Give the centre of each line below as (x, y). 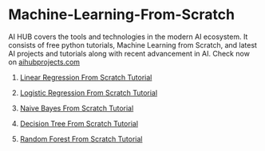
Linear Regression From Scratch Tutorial (86, 77)
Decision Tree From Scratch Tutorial (79, 123)
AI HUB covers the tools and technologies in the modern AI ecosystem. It (128, 37)
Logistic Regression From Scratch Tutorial (89, 92)
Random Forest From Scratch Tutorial (81, 139)
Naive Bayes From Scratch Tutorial (77, 108)
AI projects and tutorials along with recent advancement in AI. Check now (129, 53)
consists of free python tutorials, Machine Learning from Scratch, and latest (133, 45)
